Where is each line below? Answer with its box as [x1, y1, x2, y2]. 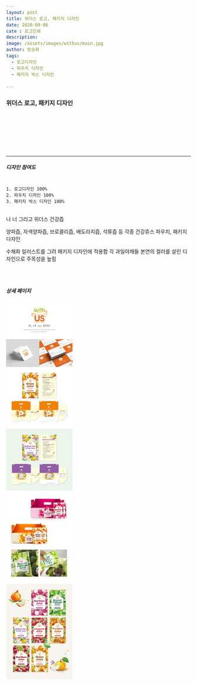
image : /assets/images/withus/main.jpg [6, 41, 104, 46]
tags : [6, 53, 19, 59]
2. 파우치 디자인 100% [6, 192, 55, 198]
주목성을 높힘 [26, 255, 57, 262]
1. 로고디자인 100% [6, 186, 47, 192]
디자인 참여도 [6, 164, 36, 171]
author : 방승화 [6, 47, 40, 53]
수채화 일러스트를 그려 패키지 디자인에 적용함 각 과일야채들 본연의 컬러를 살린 [6, 248, 182, 255]
